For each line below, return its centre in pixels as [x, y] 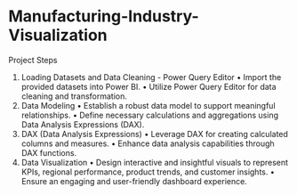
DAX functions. [49, 152]
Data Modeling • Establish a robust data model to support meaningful [148, 105]
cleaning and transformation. [74, 96]
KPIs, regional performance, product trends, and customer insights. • [148, 172]
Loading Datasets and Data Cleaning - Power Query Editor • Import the [151, 77]
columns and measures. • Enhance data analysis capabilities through [148, 143]
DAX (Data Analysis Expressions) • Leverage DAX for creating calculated [154, 134]
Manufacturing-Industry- [104, 16]
